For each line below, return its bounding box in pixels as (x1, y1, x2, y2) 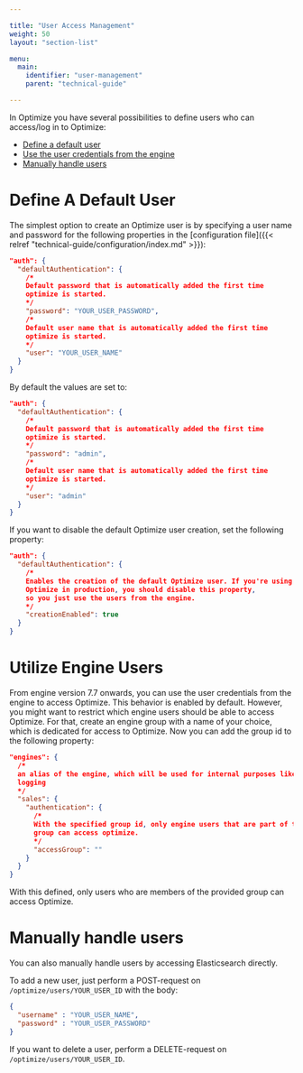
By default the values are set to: (9, 382, 128, 393)
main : (17, 62, 39, 72)
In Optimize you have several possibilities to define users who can (9, 112, 255, 123)
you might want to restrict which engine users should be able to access (9, 707, 275, 717)
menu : (9, 54, 30, 63)
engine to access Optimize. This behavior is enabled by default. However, (9, 697, 282, 708)
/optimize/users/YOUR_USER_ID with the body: (9, 985, 179, 995)
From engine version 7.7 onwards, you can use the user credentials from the (9, 688, 292, 698)
